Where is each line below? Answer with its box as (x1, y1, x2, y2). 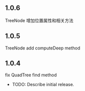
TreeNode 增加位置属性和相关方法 (5, 17, 74, 23)
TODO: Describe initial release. (12, 82, 74, 88)
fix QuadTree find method (5, 72, 57, 78)
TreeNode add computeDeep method (5, 45, 81, 51)
